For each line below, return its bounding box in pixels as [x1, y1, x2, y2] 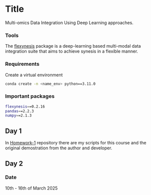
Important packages [5, 93, 55, 100]
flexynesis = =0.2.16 [5, 104, 45, 109]
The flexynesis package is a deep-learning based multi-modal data [5, 43, 141, 49]
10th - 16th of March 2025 [5, 185, 58, 191]
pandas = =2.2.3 [5, 109, 34, 113]
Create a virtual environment [5, 72, 63, 78]
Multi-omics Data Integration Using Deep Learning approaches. [5, 20, 134, 26]
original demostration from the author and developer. [5, 145, 112, 151]
